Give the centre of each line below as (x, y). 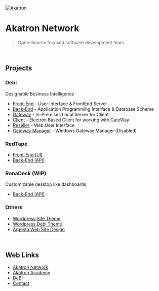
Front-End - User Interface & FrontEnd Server (60, 104)
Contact (21, 283)
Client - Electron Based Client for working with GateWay (71, 120)
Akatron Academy (31, 273)
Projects (19, 68)
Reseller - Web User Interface (44, 125)
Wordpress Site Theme (36, 218)
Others (14, 207)
